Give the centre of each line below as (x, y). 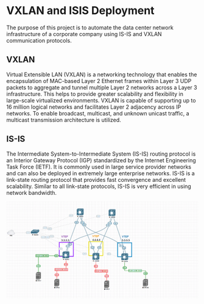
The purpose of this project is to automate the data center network (90, 27)
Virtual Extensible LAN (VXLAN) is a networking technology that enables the (102, 74)
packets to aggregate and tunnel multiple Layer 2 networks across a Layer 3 (102, 87)
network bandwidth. (31, 192)
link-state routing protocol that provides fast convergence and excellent (96, 179)
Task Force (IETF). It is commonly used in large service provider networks (99, 167)
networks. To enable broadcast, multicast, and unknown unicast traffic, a (98, 113)
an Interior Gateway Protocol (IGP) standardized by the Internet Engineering (101, 160)
